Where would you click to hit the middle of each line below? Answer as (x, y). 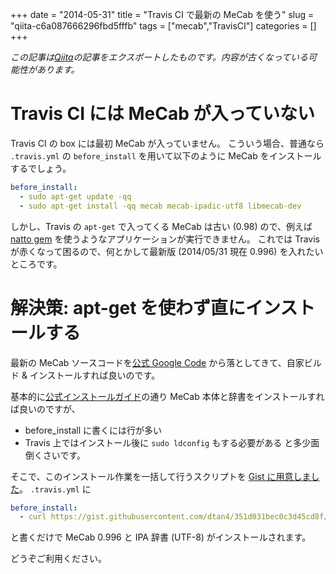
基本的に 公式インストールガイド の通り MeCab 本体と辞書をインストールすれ (167, 396)
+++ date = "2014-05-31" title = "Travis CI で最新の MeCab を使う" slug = (162, 14)
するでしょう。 (41, 168)
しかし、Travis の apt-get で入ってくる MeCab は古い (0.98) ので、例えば (161, 226)
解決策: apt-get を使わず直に (128, 307)
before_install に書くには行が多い (93, 430)
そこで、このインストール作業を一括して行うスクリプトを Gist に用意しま (161, 476)
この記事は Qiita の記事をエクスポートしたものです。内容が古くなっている (159, 57)
